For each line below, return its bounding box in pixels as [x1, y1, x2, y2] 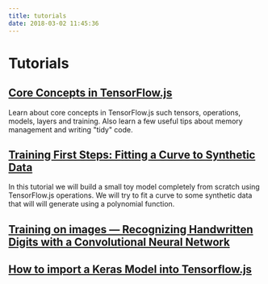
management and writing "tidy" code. [8, 124, 133, 134]
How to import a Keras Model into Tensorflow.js [8, 263, 253, 277]
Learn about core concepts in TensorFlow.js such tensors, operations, [8, 107, 241, 117]
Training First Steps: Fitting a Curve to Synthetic [8, 148, 256, 161]
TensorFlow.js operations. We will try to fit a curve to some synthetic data [8, 190, 253, 200]
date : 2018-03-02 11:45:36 [8, 19, 99, 27]
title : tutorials [8, 11, 67, 20]
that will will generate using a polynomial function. [8, 199, 175, 209]
